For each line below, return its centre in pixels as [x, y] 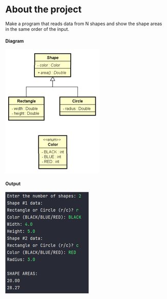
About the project [44, 9]
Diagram [15, 41]
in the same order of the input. [37, 29]
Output [13, 184]
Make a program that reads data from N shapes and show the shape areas [84, 24]
